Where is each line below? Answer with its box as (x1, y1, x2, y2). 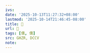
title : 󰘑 (5, 21, 24, 27)
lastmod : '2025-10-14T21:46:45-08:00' (5, 17, 86, 22)
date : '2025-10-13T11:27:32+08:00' (5, 12, 80, 17)
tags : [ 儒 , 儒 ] (5, 31, 36, 36)
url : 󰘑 (5, 26, 19, 31)
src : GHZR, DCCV (5, 36, 39, 41)
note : (5, 40, 17, 45)
